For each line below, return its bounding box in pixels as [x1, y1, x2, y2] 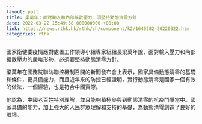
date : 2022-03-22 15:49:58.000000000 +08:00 [6, 20, 120, 26]
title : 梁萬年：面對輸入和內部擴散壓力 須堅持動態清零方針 [6, 14, 137, 20]
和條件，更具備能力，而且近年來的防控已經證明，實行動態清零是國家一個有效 [6, 76, 196, 83]
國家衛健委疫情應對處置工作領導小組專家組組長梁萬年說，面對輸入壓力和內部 [6, 49, 196, 56]
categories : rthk [6, 31, 50, 37]
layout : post [6, 8, 39, 15]
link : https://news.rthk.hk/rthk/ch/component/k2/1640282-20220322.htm [6, 25, 189, 32]
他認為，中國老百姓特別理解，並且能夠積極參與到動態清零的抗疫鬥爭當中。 [6, 96, 191, 104]
